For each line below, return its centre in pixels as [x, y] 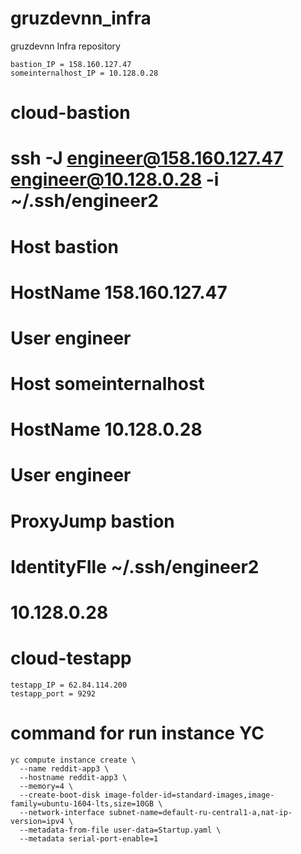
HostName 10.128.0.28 [106, 429]
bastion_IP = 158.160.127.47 [71, 64]
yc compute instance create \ [73, 760]
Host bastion [64, 246]
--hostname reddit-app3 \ [73, 777]
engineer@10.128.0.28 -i [115, 179]
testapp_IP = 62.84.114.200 [69, 685]
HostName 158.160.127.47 [119, 292]
